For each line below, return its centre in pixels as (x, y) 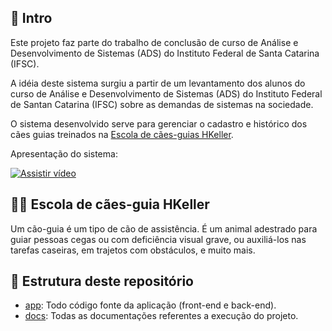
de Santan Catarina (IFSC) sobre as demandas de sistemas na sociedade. (162, 104)
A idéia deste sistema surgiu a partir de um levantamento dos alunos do (158, 83)
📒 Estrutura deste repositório (102, 281)
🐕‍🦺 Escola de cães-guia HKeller (110, 204)
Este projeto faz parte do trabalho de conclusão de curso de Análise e (154, 42)
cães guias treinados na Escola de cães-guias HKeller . (122, 134)
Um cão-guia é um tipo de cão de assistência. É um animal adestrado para (164, 228)
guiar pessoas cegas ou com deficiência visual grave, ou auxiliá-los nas (158, 239)
